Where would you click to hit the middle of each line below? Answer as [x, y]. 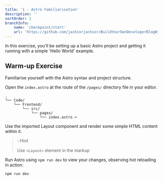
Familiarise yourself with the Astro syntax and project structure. [68, 77]
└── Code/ [15, 100]
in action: [14, 165]
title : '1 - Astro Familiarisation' [42, 9]
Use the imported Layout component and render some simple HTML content [81, 126]
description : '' [21, 14]
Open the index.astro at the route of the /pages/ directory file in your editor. [81, 87]
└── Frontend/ [28, 105]
